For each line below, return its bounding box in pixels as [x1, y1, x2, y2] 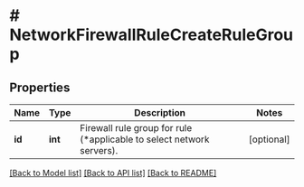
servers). [80, 145, 119, 156]
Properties [9, 79, 71, 95]
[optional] [248, 133, 290, 145]
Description [134, 107, 186, 118]
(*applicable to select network [80, 133, 210, 145]
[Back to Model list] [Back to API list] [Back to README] [9, 168, 217, 178]
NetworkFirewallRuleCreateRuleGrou [9, 24, 294, 45]
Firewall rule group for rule [80, 122, 193, 134]
